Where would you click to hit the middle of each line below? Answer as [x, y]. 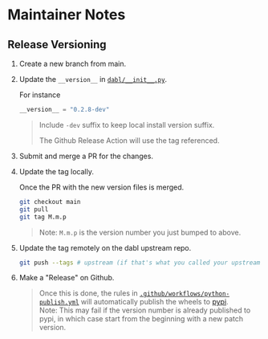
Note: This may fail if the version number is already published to [145, 310]
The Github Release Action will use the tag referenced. [129, 140]
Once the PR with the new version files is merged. [102, 187]
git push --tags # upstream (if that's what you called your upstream [140, 263]
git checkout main [50, 202]
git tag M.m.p [43, 217]
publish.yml [59, 303]
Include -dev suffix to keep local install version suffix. [127, 125]
